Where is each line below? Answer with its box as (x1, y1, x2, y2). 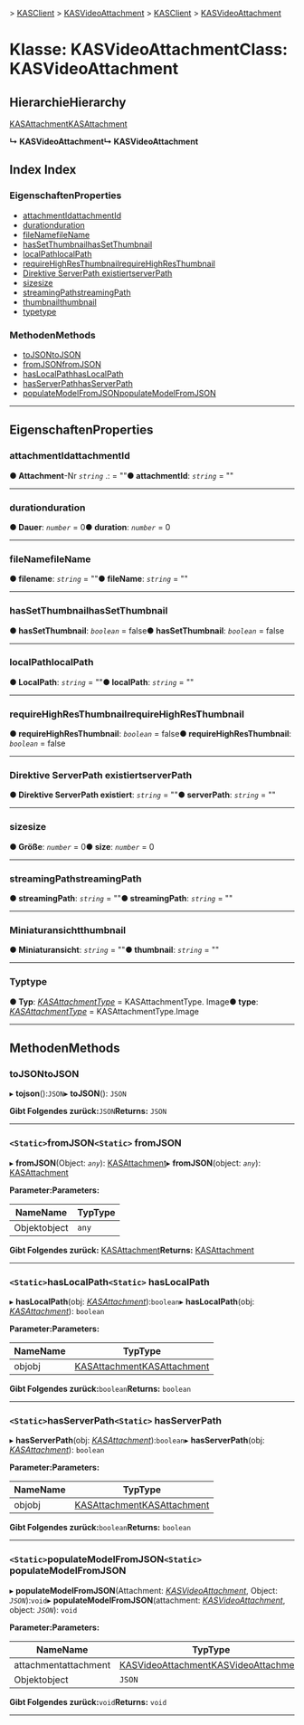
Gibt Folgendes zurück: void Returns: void (9, 1696, 167, 1707)
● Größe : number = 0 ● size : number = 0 (9, 841, 155, 852)
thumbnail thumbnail (22, 296, 97, 307)
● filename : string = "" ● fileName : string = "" (9, 574, 188, 585)
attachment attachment (14, 1658, 111, 1671)
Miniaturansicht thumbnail (9, 923, 127, 936)
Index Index (9, 162, 77, 177)
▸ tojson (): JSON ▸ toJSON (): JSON (9, 1088, 127, 1099)
